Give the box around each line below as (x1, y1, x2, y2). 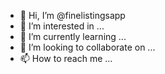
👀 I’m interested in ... (19, 20, 105, 32)
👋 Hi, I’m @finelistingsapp (19, 10, 126, 21)
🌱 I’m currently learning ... (19, 31, 127, 42)
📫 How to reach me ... (19, 53, 113, 64)
